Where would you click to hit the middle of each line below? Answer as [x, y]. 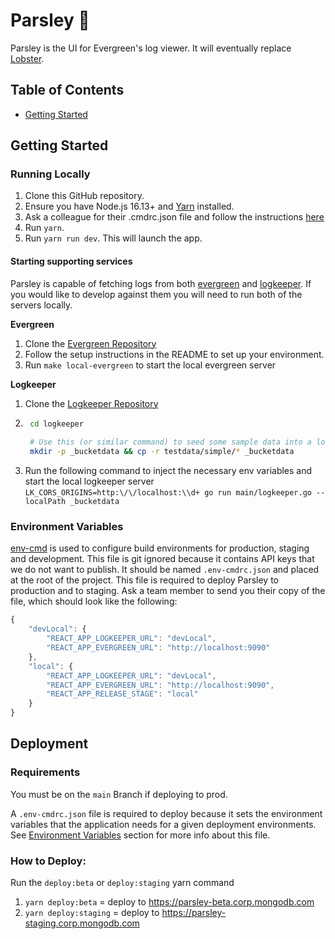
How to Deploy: [48, 861]
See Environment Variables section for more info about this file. [140, 835]
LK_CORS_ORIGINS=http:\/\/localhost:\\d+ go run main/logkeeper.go [168, 493]
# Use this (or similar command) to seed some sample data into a [170, 442]
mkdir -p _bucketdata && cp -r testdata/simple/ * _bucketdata [162, 452]
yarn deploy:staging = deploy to [92, 913]
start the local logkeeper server [89, 481]
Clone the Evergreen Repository [90, 343]
